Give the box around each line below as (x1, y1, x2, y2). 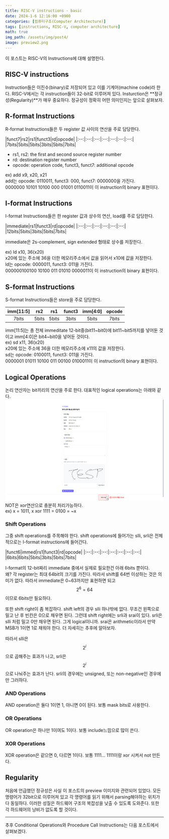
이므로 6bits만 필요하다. (5, 595, 52, 601)
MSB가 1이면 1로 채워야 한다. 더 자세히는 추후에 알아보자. (5, 625, 117, 631)
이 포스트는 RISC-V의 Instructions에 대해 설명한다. (5, 55, 105, 61)
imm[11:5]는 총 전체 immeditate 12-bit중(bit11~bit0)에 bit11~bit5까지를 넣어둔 (5, 328, 158, 334)
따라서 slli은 (5, 635, 29, 641)
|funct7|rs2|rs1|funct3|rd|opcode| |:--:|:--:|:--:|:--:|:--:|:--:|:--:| (5, 136, 134, 142)
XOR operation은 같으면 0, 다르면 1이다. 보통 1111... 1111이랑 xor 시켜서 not (5, 752, 151, 758)
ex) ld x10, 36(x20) (5, 249, 44, 255)
